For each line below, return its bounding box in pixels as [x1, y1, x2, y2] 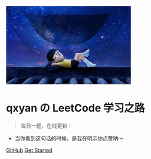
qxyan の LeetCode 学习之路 [6, 101, 145, 115]
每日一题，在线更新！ [20, 122, 73, 129]
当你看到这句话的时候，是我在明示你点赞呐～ [14, 135, 124, 142]
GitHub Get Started [6, 147, 52, 154]
